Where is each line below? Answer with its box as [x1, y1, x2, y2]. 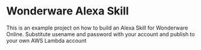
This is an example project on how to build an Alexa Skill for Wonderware [6, 24, 188, 31]
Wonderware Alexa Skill [6, 4, 129, 18]
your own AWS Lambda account [6, 37, 87, 44]
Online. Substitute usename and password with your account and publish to [6, 30, 195, 37]
